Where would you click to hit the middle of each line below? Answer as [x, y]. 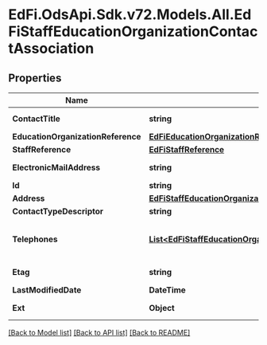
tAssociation [51, 49]
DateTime [168, 290]
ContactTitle [37, 119]
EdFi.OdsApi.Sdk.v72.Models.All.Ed [130, 15]
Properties [35, 78]
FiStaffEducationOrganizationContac [133, 31]
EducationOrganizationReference [77, 137]
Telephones [35, 239]
